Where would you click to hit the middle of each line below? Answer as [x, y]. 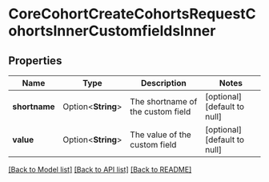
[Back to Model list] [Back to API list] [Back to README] [100, 170]
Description [163, 83]
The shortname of [164, 101]
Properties [35, 61]
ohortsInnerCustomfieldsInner [112, 31]
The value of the [161, 135]
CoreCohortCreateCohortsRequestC [132, 14]
